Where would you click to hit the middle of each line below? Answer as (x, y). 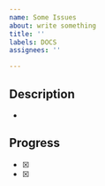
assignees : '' (35, 50)
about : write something (53, 26)
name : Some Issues (43, 17)
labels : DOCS (33, 42)
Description (42, 94)
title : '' (27, 34)
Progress (34, 143)
